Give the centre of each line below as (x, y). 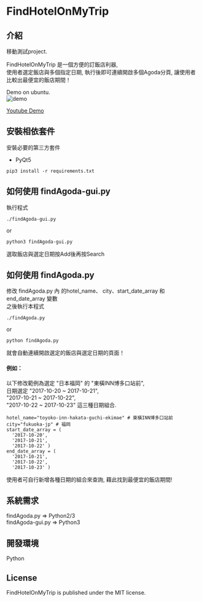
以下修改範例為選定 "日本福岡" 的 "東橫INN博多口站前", (76, 383)
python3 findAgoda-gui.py (39, 242)
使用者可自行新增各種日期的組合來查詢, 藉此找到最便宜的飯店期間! (89, 479)
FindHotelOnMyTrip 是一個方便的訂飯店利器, (62, 65)
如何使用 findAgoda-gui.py (58, 192)
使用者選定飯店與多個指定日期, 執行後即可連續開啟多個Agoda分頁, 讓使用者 (101, 72)
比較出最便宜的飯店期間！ (39, 80)
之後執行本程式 (25, 306)
